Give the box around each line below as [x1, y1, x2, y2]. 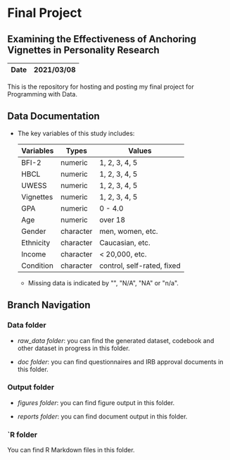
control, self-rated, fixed [99, 261, 181, 271]
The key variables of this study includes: [17, 129, 135, 137]
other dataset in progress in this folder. [17, 344, 130, 352]
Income [20, 249, 46, 259]
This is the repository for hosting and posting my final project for [7, 82, 195, 91]
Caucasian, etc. [99, 237, 151, 247]
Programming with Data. [7, 90, 77, 98]
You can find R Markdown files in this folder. [7, 446, 135, 454]
